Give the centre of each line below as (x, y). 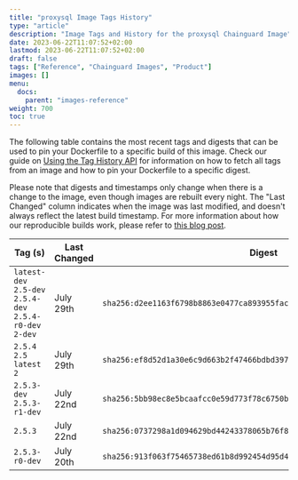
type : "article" (39, 26)
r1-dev (27, 412)
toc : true (27, 116)
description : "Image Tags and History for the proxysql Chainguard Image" (150, 34)
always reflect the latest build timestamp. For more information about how (144, 216)
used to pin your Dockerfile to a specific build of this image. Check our (138, 151)
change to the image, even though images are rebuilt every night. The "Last (147, 197)
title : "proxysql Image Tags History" (81, 17)
